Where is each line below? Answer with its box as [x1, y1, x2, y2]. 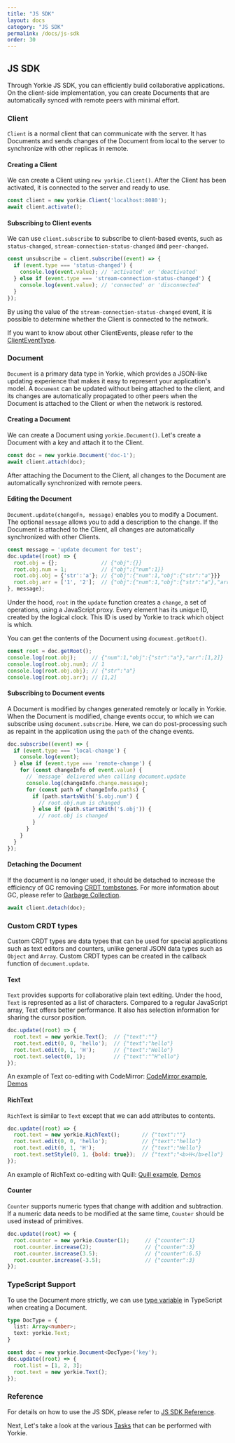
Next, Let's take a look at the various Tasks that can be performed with [7, 1421, 212, 1430]
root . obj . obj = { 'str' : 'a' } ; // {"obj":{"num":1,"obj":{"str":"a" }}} [13, 572, 220, 579]
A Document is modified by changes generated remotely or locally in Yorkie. [7, 704, 227, 713]
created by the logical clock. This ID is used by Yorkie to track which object [7, 613, 224, 621]
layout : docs [7, 17, 45, 24]
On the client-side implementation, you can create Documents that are [7, 88, 210, 97]
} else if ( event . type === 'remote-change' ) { [13, 760, 152, 767]
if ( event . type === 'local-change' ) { [13, 747, 127, 754]
